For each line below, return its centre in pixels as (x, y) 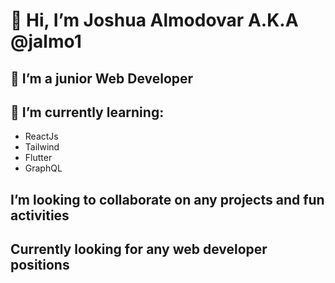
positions (40, 265)
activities (40, 215)
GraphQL (43, 168)
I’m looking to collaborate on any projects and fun (167, 199)
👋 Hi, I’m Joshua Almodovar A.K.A (154, 20)
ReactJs (41, 136)
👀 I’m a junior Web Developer (102, 78)
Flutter (38, 158)
